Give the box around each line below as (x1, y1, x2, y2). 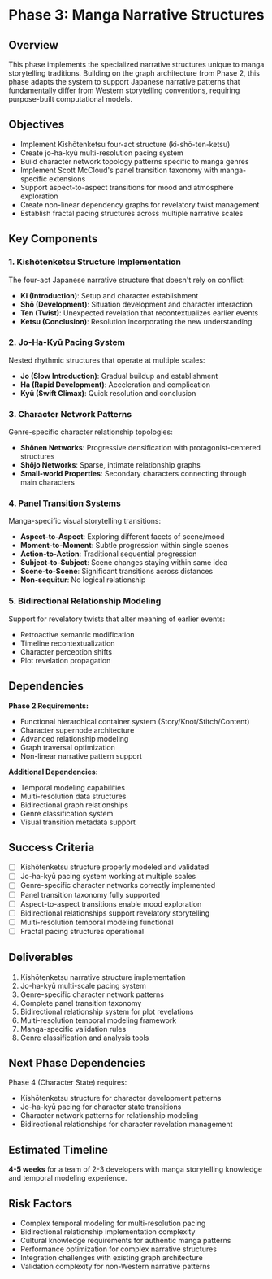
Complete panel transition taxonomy (19, 998, 142, 1007)
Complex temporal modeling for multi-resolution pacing (19, 1218, 206, 1229)
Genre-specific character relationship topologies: (8, 427, 173, 437)
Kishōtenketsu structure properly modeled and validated (19, 862, 209, 872)
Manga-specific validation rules (19, 1024, 127, 1033)
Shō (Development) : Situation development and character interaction (19, 299, 253, 309)
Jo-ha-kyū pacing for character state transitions (19, 1102, 182, 1112)
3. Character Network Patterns (8, 408, 132, 420)
